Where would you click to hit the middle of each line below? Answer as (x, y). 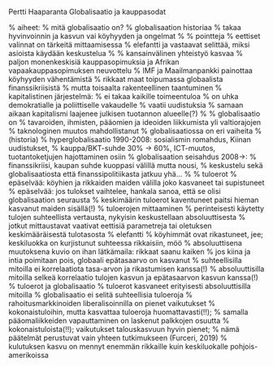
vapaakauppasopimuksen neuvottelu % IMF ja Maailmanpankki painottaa (131, 71)
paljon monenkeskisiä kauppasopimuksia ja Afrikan (94, 62)
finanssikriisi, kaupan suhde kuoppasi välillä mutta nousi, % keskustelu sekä (136, 165)
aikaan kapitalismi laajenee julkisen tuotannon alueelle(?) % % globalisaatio (134, 114)
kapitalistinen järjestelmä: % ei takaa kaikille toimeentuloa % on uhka (123, 96)
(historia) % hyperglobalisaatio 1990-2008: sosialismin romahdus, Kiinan (130, 140)
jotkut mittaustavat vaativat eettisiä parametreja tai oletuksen (110, 226)
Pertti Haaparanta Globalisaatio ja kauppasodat (87, 12)
